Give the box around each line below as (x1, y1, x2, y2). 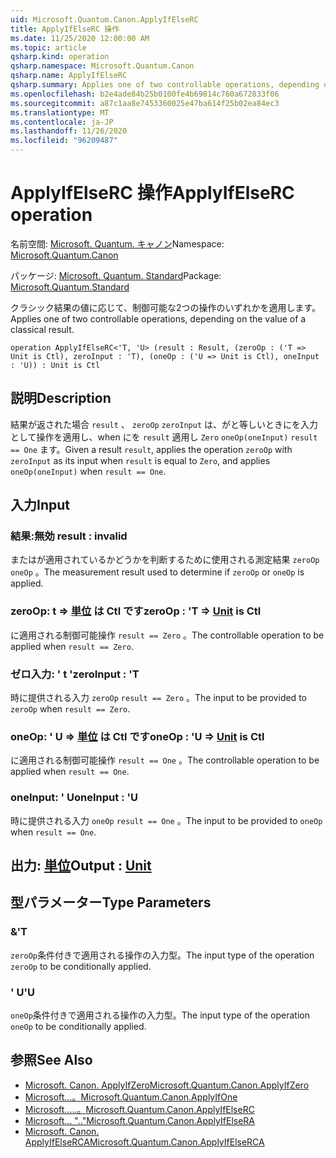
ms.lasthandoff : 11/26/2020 (10, 126, 128, 136)
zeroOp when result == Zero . (10, 703, 131, 715)
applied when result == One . (10, 766, 130, 778)
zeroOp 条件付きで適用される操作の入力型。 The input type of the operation (10, 949, 315, 961)
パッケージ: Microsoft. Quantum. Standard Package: (10, 269, 222, 281)
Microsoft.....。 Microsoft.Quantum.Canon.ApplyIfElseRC (24, 1103, 255, 1115)
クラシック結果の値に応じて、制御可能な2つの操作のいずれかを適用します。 (10, 301, 322, 313)
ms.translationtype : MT (10, 107, 110, 118)
